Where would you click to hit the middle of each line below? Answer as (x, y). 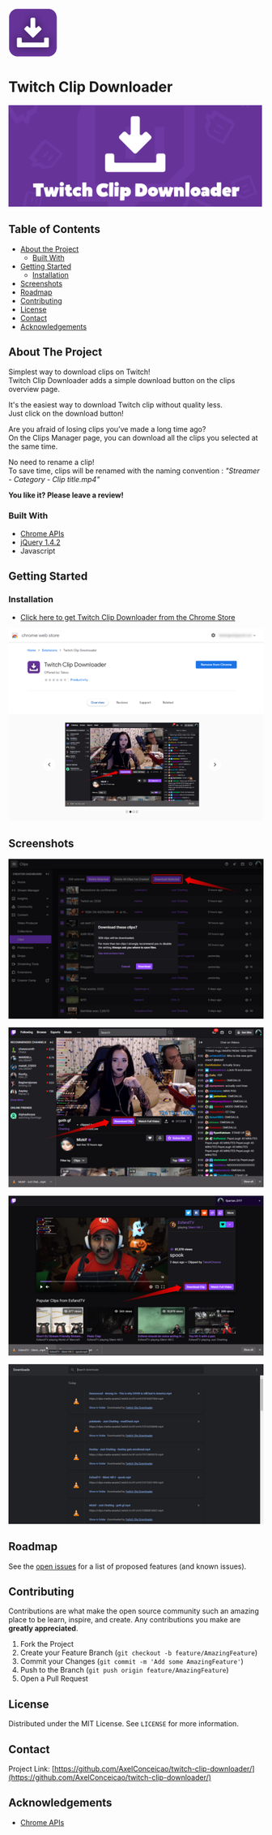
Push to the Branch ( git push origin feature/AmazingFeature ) (124, 1670)
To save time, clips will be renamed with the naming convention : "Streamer (134, 471)
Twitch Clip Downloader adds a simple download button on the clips (122, 380)
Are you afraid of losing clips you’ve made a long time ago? (107, 429)
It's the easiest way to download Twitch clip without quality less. (115, 404)
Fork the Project (47, 1644)
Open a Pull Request (54, 1678)
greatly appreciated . (43, 1628)
